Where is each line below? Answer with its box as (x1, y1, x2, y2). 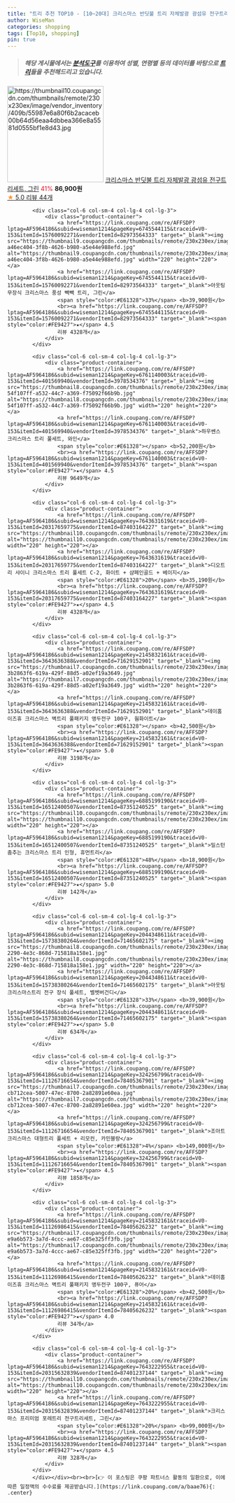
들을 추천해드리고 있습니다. (30, 67, 104, 76)
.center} (7, 1490, 33, 1497)
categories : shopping (7, 23, 71, 30)
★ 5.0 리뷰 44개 (7, 193, 53, 202)
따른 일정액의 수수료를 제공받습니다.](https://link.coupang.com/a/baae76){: (7, 1483, 215, 1490)
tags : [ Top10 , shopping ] (7, 29, 80, 37)
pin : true (7, 36, 36, 43)
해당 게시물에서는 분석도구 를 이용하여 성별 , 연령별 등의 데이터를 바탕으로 (24, 59, 219, 67)
